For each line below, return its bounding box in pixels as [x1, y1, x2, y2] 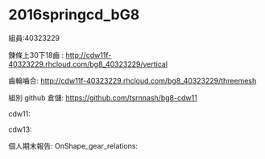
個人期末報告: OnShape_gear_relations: [8, 141, 139, 150]
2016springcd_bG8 [8, 6, 140, 24]
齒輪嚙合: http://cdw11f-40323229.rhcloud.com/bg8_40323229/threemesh [8, 75, 257, 85]
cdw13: [8, 124, 32, 134]
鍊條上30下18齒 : [8, 50, 64, 59]
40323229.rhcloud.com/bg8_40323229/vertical [8, 59, 168, 69]
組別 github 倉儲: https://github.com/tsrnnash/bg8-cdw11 [8, 92, 197, 102]
